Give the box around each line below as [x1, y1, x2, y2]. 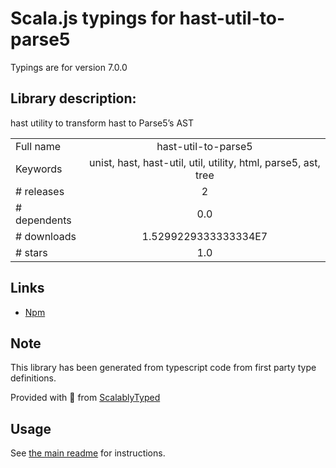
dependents [15, 213, 72, 227]
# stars [15, 245, 48, 259]
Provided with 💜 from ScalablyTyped [10, 392, 161, 404]
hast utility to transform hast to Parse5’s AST [10, 117, 195, 129]
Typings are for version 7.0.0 [10, 61, 128, 73]
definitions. [10, 372, 57, 384]
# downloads [15, 229, 77, 243]
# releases [15, 184, 65, 198]
